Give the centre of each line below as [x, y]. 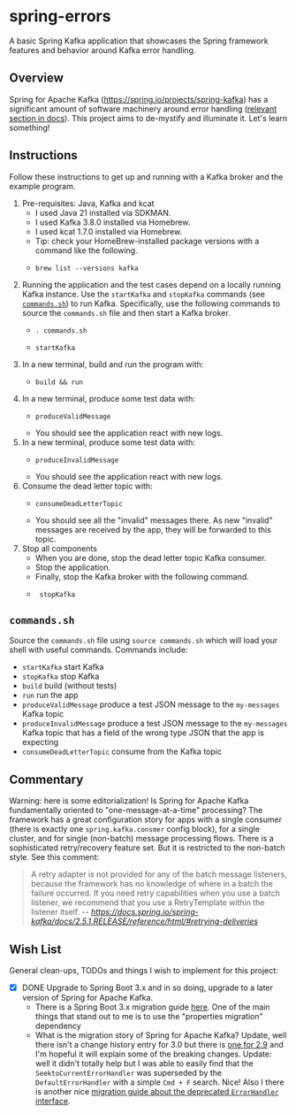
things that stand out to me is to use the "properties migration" [149, 1017]
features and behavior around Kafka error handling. [102, 50]
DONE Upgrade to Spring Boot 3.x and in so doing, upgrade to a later [148, 987]
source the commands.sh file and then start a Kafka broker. [126, 312]
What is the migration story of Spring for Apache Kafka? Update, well [161, 1035]
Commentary [46, 779]
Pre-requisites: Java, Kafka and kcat [88, 203]
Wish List [35, 949]
